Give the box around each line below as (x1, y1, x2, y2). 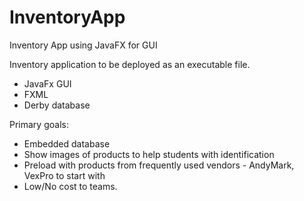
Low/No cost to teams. (23, 180, 118, 192)
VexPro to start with (23, 169, 106, 181)
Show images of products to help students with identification (23, 148, 275, 160)
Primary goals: (9, 118, 69, 130)
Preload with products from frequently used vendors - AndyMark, (23, 159, 295, 171)
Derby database (23, 99, 91, 111)
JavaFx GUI (23, 77, 72, 90)
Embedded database (23, 137, 111, 150)
